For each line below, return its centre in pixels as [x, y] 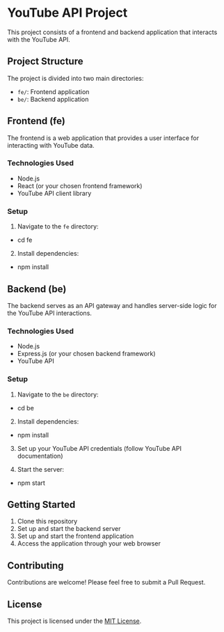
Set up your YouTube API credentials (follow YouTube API [99, 448]
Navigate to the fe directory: [58, 226]
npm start [31, 483]
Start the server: [41, 469]
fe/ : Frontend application [53, 91]
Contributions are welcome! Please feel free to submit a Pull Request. [106, 583]
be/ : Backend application [53, 99]
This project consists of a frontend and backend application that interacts [112, 32]
